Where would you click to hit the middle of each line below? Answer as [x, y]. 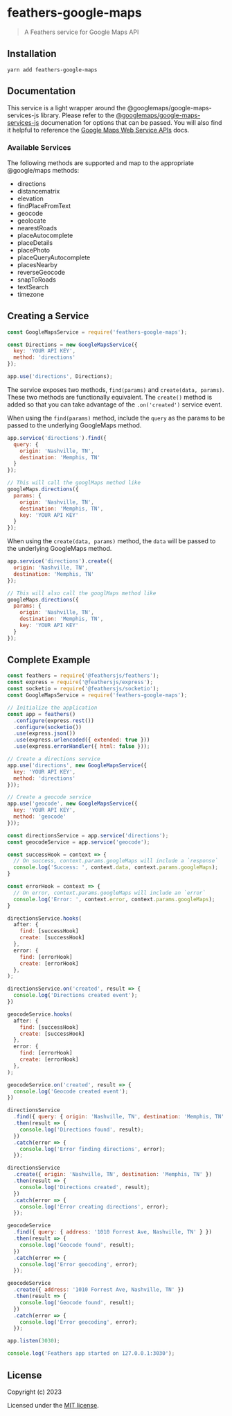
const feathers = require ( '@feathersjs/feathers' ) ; [83, 676]
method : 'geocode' [40, 817]
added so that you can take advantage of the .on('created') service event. [115, 404]
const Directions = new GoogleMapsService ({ [72, 345]
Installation [32, 54]
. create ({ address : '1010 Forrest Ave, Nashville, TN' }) [99, 1290]
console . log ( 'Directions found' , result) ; [82, 1129]
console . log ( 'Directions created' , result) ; [85, 1187]
